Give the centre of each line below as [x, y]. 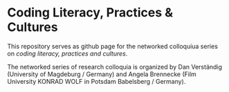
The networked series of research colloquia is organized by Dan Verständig [115, 67]
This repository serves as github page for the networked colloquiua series [112, 46]
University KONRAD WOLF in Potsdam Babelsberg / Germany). [97, 81]
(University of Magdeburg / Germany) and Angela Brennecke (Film [102, 74]
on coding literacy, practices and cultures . [67, 54]
